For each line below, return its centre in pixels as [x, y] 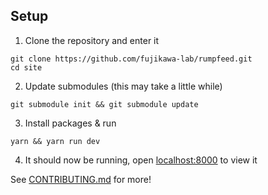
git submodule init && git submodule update [104, 104]
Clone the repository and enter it [92, 40]
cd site [26, 67]
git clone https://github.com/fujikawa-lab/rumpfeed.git [131, 59]
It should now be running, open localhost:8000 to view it [141, 160]
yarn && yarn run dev [55, 141]
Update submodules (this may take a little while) [123, 86]
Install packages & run [70, 123]
